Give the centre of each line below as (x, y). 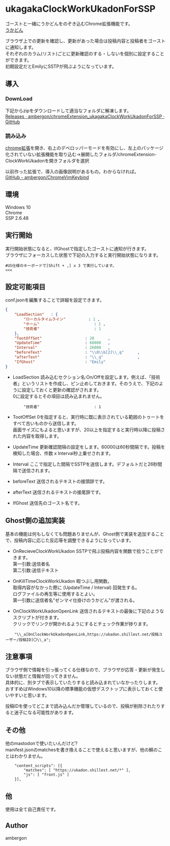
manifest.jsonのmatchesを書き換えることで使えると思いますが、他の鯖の (82, 750)
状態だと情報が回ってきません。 (47, 676)
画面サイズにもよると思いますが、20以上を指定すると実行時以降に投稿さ (89, 429)
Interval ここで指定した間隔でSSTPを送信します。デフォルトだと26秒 (85, 464)
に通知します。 (21, 47)
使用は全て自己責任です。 (32, 809)
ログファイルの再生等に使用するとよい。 (55, 594)
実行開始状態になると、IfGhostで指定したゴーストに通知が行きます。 (77, 248)
